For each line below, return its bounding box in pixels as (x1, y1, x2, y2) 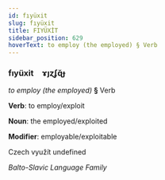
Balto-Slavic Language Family (8, 162, 107, 172)
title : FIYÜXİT (8, 26, 59, 34)
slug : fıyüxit (8, 19, 56, 27)
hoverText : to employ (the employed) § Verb (8, 41, 158, 49)
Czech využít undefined (8, 147, 86, 157)
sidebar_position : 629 (8, 33, 83, 42)
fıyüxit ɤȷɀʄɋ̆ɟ (8, 68, 66, 79)
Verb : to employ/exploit (8, 101, 85, 111)
